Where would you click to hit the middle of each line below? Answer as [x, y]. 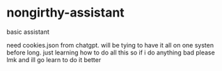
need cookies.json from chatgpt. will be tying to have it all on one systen [110, 45]
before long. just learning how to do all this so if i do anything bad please [111, 52]
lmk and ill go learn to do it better [54, 59]
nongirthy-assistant [65, 13]
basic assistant [28, 32]
